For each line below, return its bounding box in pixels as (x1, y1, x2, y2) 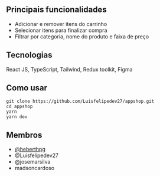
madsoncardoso (14, 165, 55, 172)
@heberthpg (14, 146, 45, 153)
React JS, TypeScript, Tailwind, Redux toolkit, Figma (6, 66, 133, 73)
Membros (6, 130, 43, 140)
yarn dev (6, 114, 28, 120)
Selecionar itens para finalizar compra (14, 27, 107, 34)
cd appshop (6, 103, 33, 110)
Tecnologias (6, 50, 53, 60)
